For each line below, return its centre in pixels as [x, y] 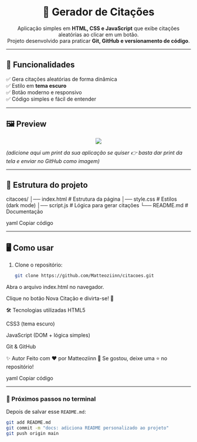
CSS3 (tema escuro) [30, 324]
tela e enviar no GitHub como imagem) [53, 161]
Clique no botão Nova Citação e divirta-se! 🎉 [60, 298]
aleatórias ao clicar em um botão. [98, 34]
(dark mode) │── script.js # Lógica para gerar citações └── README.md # [97, 205]
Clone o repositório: [38, 265]
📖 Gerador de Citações [98, 12]
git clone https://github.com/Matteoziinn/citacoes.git [84, 276]
